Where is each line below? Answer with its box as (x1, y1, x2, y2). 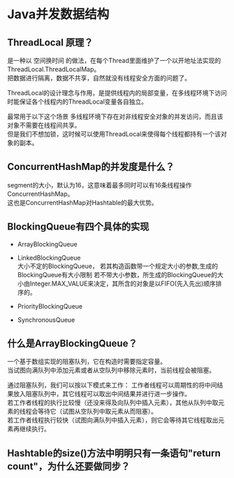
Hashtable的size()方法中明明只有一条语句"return (7, 447, 221, 459)
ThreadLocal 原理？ (7, 36, 94, 48)
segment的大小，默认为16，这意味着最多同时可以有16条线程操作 (7, 181, 192, 189)
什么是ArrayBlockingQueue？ (7, 337, 138, 350)
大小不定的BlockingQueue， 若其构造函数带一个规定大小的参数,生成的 (17, 262, 219, 270)
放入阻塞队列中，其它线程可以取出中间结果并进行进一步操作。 (13, 390, 191, 398)
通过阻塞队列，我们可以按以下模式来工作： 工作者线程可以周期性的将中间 (7, 381, 217, 389)
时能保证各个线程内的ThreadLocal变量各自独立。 (7, 97, 148, 106)
